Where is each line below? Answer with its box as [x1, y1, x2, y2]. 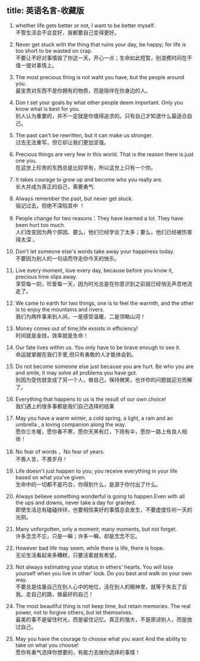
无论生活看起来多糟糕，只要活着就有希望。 [15, 551, 120, 559]
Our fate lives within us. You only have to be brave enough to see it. [15, 344, 180, 351]
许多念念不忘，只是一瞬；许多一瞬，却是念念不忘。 [15, 532, 141, 540]
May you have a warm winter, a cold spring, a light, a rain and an [15, 414, 173, 422]
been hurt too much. [15, 221, 66, 228]
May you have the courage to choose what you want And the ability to [15, 635, 187, 642]
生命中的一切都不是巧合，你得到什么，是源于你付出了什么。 [15, 481, 161, 488]
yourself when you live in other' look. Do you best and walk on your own [15, 569, 192, 576]
